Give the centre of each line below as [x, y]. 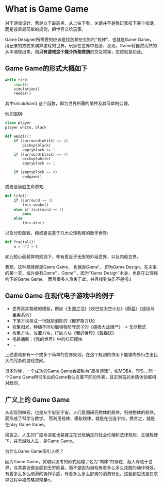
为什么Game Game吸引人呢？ [34, 451]
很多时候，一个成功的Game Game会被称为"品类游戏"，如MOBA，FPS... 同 [79, 371]
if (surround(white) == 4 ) [41, 141]
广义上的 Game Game [38, 400]
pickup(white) [37, 159]
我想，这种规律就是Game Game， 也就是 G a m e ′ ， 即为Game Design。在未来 [81, 267]
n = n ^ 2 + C [26, 247]
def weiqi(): [18, 136]
